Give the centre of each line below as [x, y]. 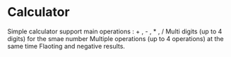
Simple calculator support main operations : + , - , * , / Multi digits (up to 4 [115, 31]
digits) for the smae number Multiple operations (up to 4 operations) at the [115, 38]
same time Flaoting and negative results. [66, 46]
